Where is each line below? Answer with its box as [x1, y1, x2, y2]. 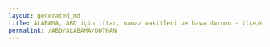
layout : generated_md [8, 11, 81, 20]
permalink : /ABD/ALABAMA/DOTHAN [8, 26, 117, 34]
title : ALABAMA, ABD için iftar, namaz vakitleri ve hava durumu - [8, 19, 239, 27]
